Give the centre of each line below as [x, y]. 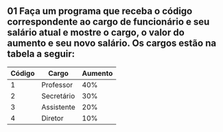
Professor [57, 85]
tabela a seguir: [41, 54]
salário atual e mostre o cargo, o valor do [96, 32]
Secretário [58, 96]
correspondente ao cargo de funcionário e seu [108, 22]
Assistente [58, 107]
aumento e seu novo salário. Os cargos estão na [112, 43]
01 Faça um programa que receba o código [100, 11]
